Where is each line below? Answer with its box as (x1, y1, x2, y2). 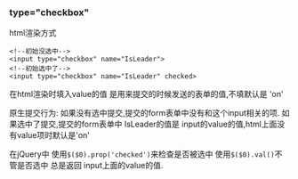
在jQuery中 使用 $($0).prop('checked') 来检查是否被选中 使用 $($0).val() (9, 149, 275, 159)
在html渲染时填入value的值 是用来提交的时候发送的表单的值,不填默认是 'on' (9, 89, 284, 100)
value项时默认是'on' (16, 130, 91, 141)
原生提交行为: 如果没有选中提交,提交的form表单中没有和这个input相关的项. (9, 108, 280, 118)
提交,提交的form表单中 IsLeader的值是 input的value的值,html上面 (39, 118, 278, 130)
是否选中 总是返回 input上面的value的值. (16, 160, 164, 171)
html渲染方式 (9, 28, 57, 38)
